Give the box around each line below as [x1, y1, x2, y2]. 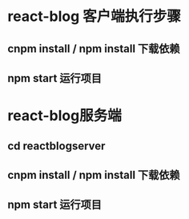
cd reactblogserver [7, 139, 106, 152]
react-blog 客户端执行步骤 [7, 7, 182, 26]
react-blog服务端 [7, 107, 122, 125]
